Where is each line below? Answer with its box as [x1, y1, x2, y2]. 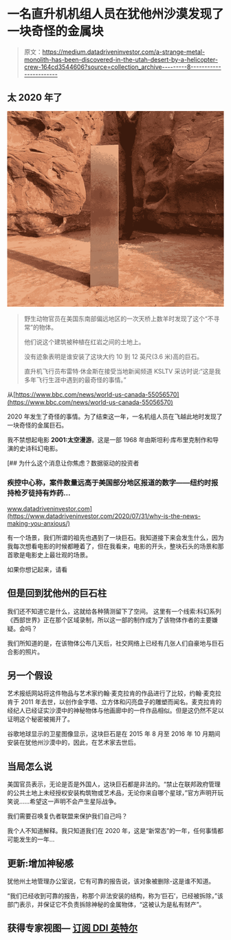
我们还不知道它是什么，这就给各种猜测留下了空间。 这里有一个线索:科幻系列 [7, 607, 221, 615]
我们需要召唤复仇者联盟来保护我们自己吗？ [7, 812, 128, 821]
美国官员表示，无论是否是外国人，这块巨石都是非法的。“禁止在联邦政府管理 [7, 780, 221, 788]
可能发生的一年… [7, 835, 55, 843]
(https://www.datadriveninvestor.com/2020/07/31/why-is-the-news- [7, 512, 201, 520]
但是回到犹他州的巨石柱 [7, 588, 107, 599]
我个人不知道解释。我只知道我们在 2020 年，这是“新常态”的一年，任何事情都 [7, 827, 223, 835]
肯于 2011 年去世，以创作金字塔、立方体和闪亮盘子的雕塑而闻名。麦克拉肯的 [7, 698, 222, 706]
